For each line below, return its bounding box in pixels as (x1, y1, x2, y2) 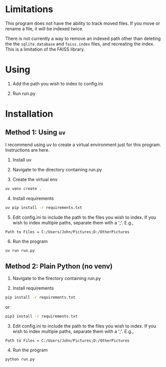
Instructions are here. (5, 147, 50, 153)
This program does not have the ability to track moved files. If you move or (5, 20, 160, 26)
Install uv (12, 157, 32, 163)
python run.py (5, 357, 35, 362)
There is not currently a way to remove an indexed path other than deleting (5, 35, 161, 41)
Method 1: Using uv (5, 128, 66, 137)
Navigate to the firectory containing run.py (12, 276, 101, 282)
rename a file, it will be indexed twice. (5, 25, 84, 31)
